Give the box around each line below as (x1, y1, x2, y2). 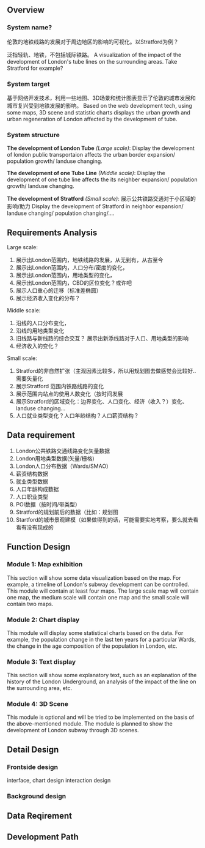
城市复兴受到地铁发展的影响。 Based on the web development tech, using (7, 102, 193, 109)
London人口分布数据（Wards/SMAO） (15, 462, 112, 470)
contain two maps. (7, 600, 54, 607)
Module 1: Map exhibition (7, 560, 83, 569)
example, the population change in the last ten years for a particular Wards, (7, 636, 196, 643)
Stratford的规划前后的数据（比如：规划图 (15, 508, 118, 516)
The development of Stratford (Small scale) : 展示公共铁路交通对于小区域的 (7, 195, 196, 203)
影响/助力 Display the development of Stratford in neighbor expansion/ (7, 203, 184, 210)
